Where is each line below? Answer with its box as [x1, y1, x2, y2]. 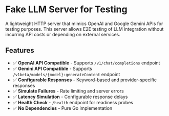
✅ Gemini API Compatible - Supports [12, 65, 92, 72]
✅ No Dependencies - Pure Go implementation [12, 105, 113, 111]
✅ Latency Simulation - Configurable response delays [12, 94, 128, 100]
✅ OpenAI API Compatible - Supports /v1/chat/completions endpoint [12, 60, 160, 66]
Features [5, 46, 34, 55]
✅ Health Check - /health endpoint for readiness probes [12, 99, 133, 105]
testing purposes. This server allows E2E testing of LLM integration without [5, 26, 164, 32]
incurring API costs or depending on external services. [5, 31, 120, 37]
